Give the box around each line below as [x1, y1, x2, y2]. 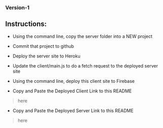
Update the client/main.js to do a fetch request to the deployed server [12, 62, 158, 69]
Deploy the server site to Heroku [12, 53, 80, 59]
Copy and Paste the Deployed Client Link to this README [12, 88, 132, 94]
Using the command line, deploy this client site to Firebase [12, 78, 135, 84]
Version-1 [5, 4, 30, 11]
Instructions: [5, 20, 47, 28]
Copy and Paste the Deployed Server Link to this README [12, 107, 134, 113]
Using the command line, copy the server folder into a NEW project [12, 33, 153, 39]
